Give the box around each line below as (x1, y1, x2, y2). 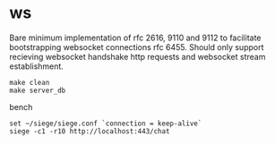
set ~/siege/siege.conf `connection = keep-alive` (9, 119, 202, 128)
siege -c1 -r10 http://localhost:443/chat (9, 126, 170, 136)
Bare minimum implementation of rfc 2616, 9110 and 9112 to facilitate (9, 32, 262, 43)
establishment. (9, 61, 64, 72)
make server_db (9, 86, 66, 95)
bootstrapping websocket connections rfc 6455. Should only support (9, 41, 264, 52)
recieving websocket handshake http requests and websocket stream (9, 51, 266, 62)
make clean (9, 78, 50, 87)
